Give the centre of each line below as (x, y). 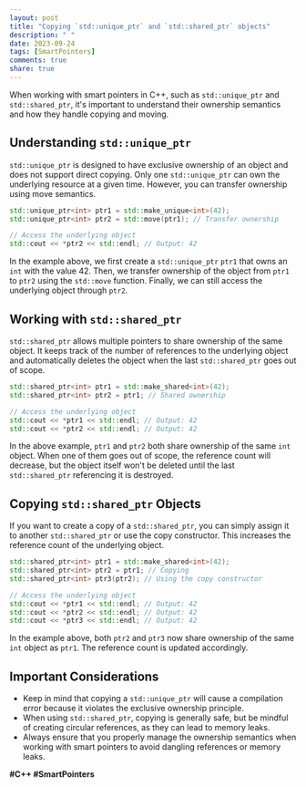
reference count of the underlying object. (87, 545)
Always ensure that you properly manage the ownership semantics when (159, 737)
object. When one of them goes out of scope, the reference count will (140, 456)
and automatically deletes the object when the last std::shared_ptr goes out (153, 360)
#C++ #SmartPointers (52, 774)
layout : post (34, 18)
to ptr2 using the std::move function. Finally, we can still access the (136, 281)
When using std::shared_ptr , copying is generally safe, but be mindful (155, 718)
